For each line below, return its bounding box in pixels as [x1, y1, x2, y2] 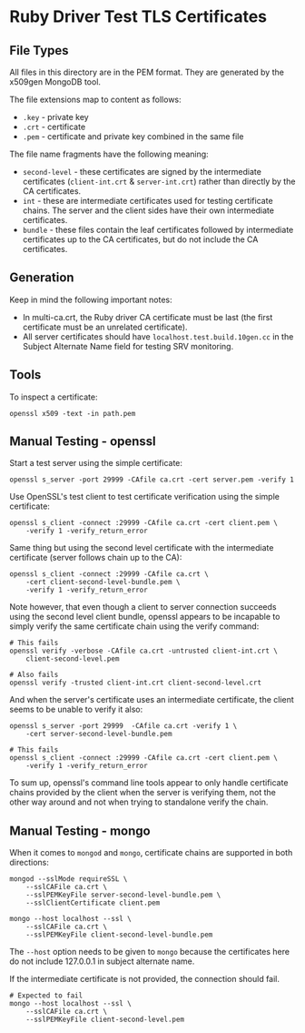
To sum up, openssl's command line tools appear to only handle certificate [9, 777, 289, 788]
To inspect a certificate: [9, 391, 98, 402]
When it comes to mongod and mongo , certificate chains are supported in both [9, 847, 293, 858]
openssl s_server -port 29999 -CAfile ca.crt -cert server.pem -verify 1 [9, 475, 295, 484]
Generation [9, 270, 74, 286]
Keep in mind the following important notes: [9, 294, 172, 305]
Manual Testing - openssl [9, 434, 156, 450]
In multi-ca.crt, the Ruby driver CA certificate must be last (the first [22, 311, 273, 322]
